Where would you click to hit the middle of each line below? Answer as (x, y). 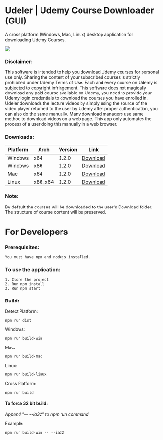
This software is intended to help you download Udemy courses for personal (82, 72)
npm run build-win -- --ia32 (35, 433)
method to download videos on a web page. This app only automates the (78, 119)
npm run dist (18, 320)
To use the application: (33, 270)
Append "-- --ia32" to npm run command (47, 414)
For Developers (37, 232)
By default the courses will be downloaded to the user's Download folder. (79, 207)
